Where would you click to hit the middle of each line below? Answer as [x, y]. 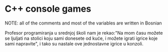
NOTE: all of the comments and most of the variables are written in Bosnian [83, 23]
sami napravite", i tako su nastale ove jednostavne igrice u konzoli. [74, 43]
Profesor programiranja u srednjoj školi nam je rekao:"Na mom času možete [84, 33]
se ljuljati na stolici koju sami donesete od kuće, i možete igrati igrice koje [81, 38]
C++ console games [48, 9]
